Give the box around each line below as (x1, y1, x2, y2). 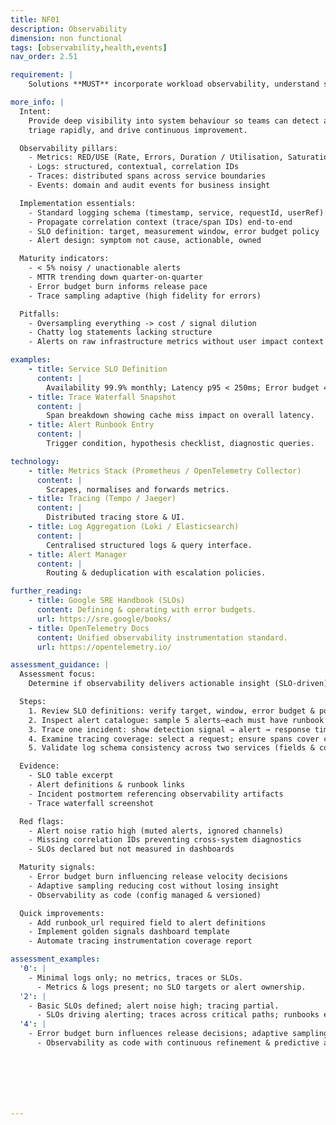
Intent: (19, 106, 52, 116)
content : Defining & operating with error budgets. (36, 605, 257, 615)
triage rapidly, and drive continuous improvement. (28, 125, 248, 135)
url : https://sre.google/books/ (36, 614, 172, 624)
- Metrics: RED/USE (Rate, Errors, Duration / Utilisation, (28, 152, 284, 163)
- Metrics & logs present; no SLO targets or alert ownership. (36, 982, 307, 992)
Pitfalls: (19, 309, 60, 319)
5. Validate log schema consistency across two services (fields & (28, 743, 315, 753)
